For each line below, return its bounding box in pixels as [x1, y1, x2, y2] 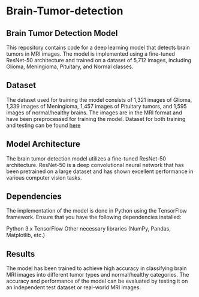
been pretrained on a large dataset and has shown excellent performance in [6, 168, 194, 175]
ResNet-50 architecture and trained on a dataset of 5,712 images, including [6, 57, 192, 63]
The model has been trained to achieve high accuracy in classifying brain [6, 265, 187, 272]
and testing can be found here [6, 122, 81, 129]
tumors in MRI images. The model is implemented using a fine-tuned [6, 50, 176, 57]
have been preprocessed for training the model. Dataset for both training [6, 115, 186, 122]
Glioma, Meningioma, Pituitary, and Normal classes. [6, 63, 134, 70]
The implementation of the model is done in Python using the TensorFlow [6, 207, 188, 214]
